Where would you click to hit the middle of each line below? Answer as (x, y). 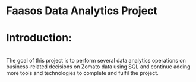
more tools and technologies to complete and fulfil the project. (82, 73)
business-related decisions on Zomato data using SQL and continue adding (98, 67)
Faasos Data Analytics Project (82, 11)
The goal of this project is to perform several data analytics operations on (96, 61)
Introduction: (39, 38)
